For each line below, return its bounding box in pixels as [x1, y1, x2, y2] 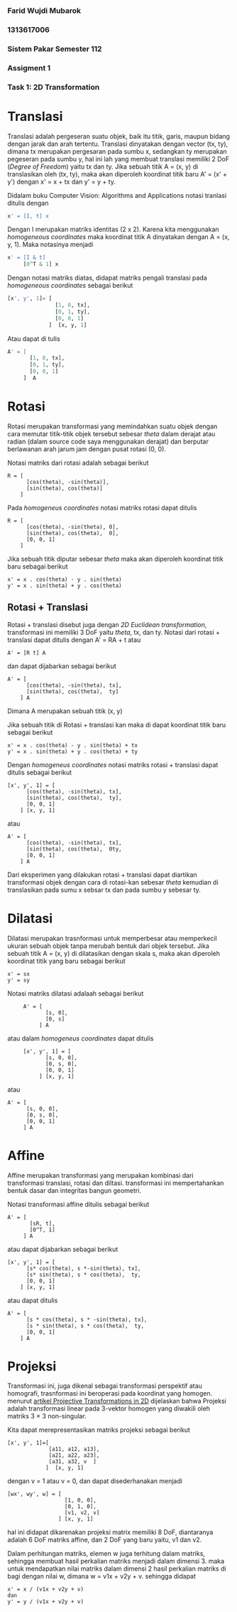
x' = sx [7, 970, 31, 977]
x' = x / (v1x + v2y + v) [7, 1586, 84, 1593]
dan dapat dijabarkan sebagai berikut [7, 661, 117, 670]
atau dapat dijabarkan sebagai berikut [7, 1245, 118, 1253]
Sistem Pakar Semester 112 [7, 43, 102, 53]
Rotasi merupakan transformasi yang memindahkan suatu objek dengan [7, 422, 218, 431]
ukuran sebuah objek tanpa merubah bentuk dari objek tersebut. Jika [7, 942, 209, 950]
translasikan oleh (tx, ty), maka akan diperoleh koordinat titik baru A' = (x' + [7, 169, 228, 178]
